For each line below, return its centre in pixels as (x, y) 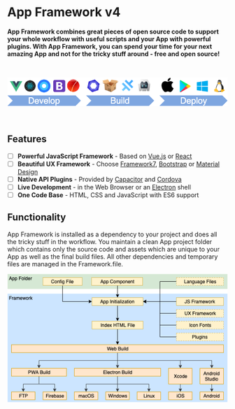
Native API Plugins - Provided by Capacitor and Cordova (99, 179)
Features (27, 139)
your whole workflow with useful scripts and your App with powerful (109, 38)
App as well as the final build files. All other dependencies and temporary (113, 257)
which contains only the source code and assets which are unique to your (114, 249)
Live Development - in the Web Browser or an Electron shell (104, 187)
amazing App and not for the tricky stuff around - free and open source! (114, 54)
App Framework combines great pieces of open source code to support (113, 31)
